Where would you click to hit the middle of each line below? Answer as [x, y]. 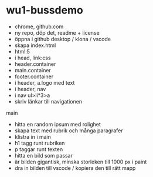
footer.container [34, 76]
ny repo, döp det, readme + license [57, 32]
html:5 [22, 51]
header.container [35, 64]
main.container [33, 70]
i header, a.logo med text [45, 82]
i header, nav [30, 89]
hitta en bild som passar [44, 155]
